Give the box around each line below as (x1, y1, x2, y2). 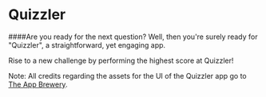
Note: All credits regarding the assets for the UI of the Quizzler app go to (8, 71, 248, 80)
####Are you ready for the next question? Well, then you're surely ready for (8, 32, 258, 41)
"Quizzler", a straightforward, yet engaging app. (8, 40, 166, 49)
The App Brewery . (8, 80, 68, 89)
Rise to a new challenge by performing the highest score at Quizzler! (8, 56, 234, 65)
